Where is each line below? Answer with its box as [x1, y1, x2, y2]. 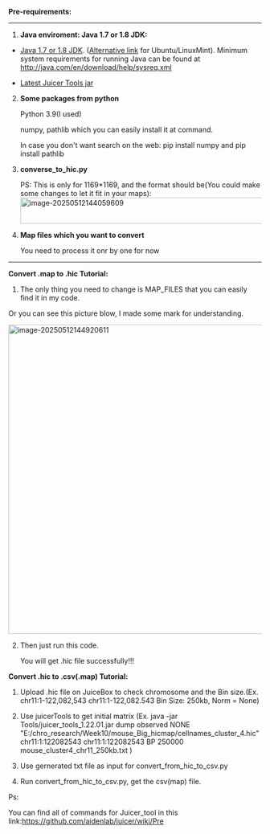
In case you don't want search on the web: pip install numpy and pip [19, 141, 247, 149]
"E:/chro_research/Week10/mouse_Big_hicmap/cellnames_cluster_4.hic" [19, 729, 260, 738]
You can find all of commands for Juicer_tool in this [8, 807, 178, 817]
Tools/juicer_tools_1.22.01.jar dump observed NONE [19, 720, 190, 730]
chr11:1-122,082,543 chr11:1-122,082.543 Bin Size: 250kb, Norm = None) [19, 696, 260, 705]
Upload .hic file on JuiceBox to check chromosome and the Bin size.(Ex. [19, 687, 259, 697]
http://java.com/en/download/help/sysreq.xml [19, 63, 172, 72]
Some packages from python [19, 94, 119, 103]
